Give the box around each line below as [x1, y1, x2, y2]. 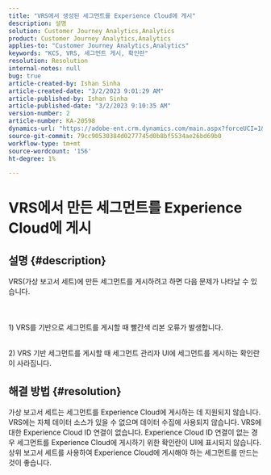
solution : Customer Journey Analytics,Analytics [8, 27, 175, 35]
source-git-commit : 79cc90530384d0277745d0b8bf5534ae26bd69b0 [8, 132, 222, 140]
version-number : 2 [8, 110, 70, 118]
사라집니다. [16, 359, 52, 368]
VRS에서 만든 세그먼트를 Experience [8, 199, 243, 217]
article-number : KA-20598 [8, 117, 95, 125]
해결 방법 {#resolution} [8, 385, 122, 398]
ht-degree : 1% [8, 154, 56, 162]
